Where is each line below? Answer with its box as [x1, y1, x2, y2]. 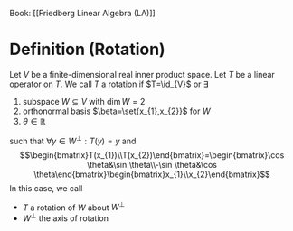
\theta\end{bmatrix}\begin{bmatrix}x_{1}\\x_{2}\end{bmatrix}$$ [33, 169, 271, 180]
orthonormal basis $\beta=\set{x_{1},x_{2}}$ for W [22, 106, 211, 116]
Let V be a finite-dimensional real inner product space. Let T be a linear [9, 69, 276, 79]
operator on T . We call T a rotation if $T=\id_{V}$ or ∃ [9, 79, 209, 89]
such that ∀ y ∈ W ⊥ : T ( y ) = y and [9, 134, 137, 146]
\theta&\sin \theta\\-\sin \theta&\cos [86, 159, 218, 170]
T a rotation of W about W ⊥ [22, 200, 125, 213]
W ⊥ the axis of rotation [22, 211, 109, 224]
